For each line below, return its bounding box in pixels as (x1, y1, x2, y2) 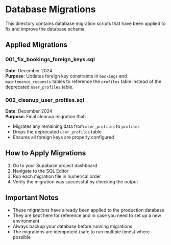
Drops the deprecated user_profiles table (12, 128, 102, 134)
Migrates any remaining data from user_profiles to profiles (12, 123, 140, 129)
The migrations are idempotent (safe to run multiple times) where (12, 228, 150, 235)
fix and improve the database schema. (5, 25, 86, 32)
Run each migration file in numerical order (12, 173, 101, 179)
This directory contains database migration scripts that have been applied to (5, 20, 166, 26)
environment (12, 217, 40, 224)
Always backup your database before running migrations (12, 223, 133, 229)
